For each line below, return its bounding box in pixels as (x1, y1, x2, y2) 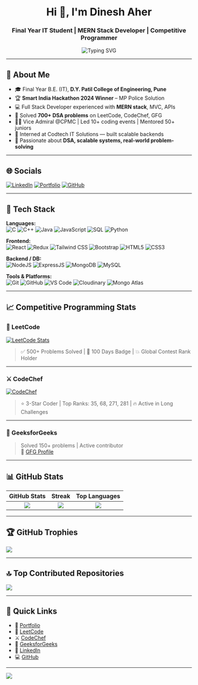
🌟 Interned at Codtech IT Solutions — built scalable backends (14, 131, 164, 138)
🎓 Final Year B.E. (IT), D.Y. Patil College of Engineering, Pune (14, 85, 167, 93)
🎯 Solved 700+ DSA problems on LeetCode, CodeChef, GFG (14, 112, 163, 119)
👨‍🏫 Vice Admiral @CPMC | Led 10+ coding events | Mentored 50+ (14, 118, 175, 126)
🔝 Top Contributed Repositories (6, 568, 124, 578)
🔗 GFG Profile (20, 448, 54, 456)
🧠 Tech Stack (6, 204, 55, 214)
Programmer (80, 34, 118, 42)
